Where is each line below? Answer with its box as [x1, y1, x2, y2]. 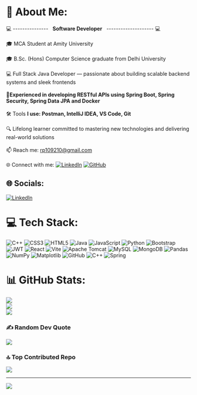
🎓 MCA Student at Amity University [6, 40, 94, 47]
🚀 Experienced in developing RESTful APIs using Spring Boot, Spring [6, 91, 175, 98]
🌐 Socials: [6, 178, 45, 188]
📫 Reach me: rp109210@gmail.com [6, 146, 93, 153]
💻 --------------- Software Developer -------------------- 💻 [6, 25, 161, 32]
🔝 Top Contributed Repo [6, 353, 76, 361]
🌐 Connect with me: [6, 161, 55, 168]
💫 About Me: [6, 5, 68, 19]
